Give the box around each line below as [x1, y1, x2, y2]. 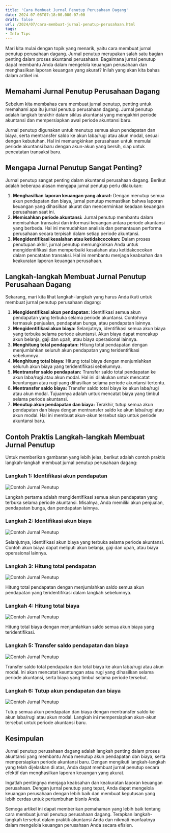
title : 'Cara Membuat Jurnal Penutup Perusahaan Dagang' [5, 7, 129, 13]
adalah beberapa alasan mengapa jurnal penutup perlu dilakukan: [5, 182, 143, 189]
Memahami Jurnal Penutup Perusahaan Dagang [5, 87, 160, 96]
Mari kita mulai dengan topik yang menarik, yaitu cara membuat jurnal [5, 45, 152, 51]
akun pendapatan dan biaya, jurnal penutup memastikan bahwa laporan [12, 198, 163, 204]
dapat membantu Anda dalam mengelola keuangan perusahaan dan [5, 62, 148, 67]
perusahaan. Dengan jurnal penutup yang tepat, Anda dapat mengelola [5, 785, 154, 791]
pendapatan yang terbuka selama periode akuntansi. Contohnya [12, 315, 148, 321]
